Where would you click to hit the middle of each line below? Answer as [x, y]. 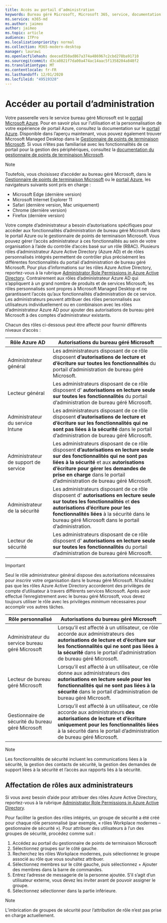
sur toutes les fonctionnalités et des [96, 501]
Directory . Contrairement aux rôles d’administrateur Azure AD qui [72, 278]
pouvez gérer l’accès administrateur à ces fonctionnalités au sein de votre [81, 241]
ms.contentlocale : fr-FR [31, 70]
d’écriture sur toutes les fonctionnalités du [104, 363]
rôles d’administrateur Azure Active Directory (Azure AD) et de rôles [75, 252]
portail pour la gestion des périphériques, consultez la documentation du [80, 149]
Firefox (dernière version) [38, 215]
